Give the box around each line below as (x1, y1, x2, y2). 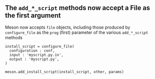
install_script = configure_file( (5, 44, 75, 49)
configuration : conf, (9, 48, 55, 53)
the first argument (5, 12, 61, 20)
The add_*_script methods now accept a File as (5, 4, 150, 12)
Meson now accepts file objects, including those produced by (5, 24, 130, 30)
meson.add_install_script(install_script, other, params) (5, 69, 124, 74)
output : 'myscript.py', (9, 57, 59, 62)
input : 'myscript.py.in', (9, 52, 64, 57)
